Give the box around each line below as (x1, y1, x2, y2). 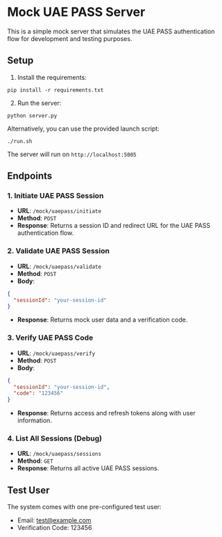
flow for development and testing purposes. (7, 34, 133, 42)
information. (17, 416, 52, 424)
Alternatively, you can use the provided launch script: (7, 124, 160, 133)
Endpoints (7, 170, 53, 182)
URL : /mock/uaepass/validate (17, 262, 102, 270)
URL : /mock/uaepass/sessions (17, 449, 102, 458)
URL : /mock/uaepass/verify (17, 349, 96, 357)
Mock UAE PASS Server (7, 4, 146, 20)
